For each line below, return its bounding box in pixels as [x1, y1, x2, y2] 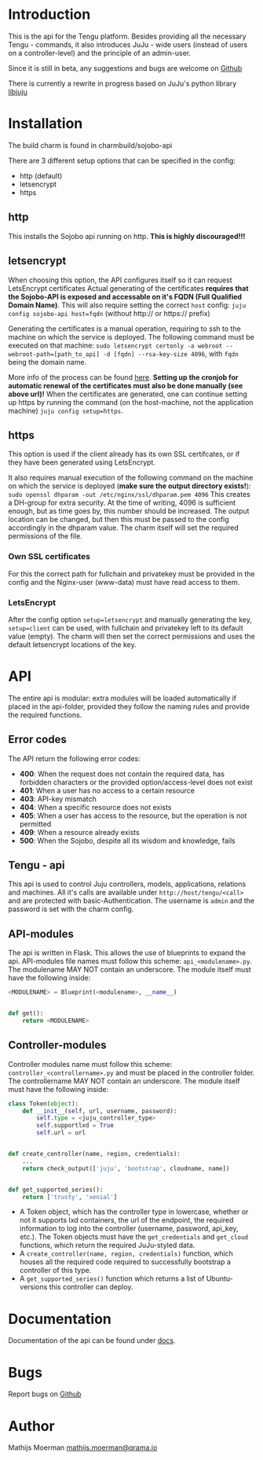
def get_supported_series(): [8, 1186, 104, 1193]
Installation [8, 115, 83, 133]
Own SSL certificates [8, 551, 90, 562]
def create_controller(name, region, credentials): [8, 1150, 181, 1158]
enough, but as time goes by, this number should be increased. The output [8, 506, 250, 516]
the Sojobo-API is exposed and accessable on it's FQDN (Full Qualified [8, 292, 242, 301]
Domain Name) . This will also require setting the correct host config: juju [8, 300, 247, 310]
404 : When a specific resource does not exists [19, 802, 172, 811]
